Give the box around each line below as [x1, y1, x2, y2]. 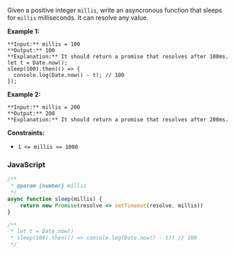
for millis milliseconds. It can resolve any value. [7, 13, 149, 22]
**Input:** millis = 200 [7, 104, 80, 111]
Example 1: [7, 28, 40, 35]
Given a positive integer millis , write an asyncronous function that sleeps [7, 6, 222, 14]
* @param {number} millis [10, 183, 87, 190]
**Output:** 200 [7, 110, 55, 117]
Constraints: [7, 128, 45, 137]
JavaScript [7, 159, 46, 169]
